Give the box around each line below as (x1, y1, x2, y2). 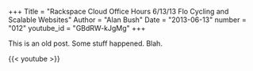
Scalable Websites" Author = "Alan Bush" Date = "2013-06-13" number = (8, 15, 247, 24)
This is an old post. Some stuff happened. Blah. (8, 39, 163, 48)
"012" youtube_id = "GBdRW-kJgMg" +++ (8, 24, 146, 32)
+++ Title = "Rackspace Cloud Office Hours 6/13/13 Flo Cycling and (8, 7, 229, 16)
